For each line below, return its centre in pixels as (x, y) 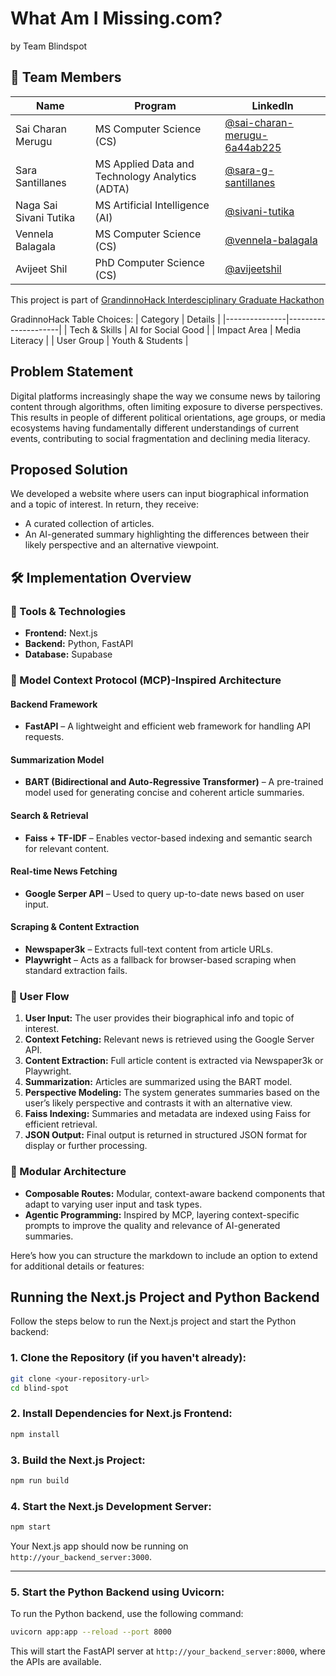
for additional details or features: (77, 1266)
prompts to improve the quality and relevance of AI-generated (152, 1225)
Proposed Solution (69, 469)
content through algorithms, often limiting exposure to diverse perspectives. (166, 406)
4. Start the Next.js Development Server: (111, 1506)
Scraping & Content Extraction (75, 927)
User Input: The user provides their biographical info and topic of (159, 1018)
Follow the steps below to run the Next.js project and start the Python (153, 1321)
